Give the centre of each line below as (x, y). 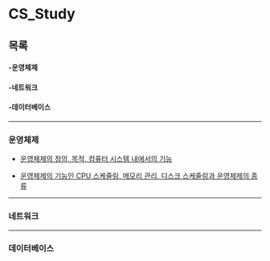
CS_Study (42, 14)
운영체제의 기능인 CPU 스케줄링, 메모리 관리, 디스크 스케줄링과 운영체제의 (135, 176)
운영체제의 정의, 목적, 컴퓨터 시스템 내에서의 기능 (96, 159)
